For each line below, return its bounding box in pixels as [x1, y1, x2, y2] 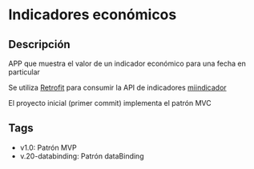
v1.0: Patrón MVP [19, 143, 78, 152]
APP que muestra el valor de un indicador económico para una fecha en [8, 58, 246, 68]
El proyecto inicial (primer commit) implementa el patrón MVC [8, 99, 212, 107]
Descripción [8, 38, 71, 51]
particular [8, 67, 40, 77]
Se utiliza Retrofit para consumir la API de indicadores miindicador [8, 82, 227, 92]
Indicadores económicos [8, 6, 177, 24]
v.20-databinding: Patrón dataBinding [19, 151, 144, 161]
